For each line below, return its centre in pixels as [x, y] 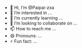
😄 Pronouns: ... [26, 36]
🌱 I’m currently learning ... [36, 18]
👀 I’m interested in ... [31, 13]
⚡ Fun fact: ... [23, 41]
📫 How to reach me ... [33, 29]
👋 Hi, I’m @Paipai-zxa [32, 8]
